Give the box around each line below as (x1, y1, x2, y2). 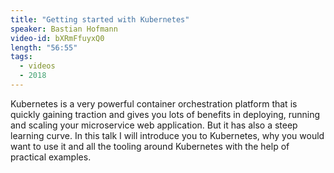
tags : (10, 52, 33, 62)
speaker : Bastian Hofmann (10, 24, 118, 34)
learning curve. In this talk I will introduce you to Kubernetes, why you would (10, 129, 325, 141)
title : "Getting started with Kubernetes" (10, 14, 190, 25)
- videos (19, 61, 56, 71)
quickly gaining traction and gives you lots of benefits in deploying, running (10, 108, 321, 120)
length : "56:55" (10, 42, 78, 53)
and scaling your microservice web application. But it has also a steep (10, 119, 298, 131)
